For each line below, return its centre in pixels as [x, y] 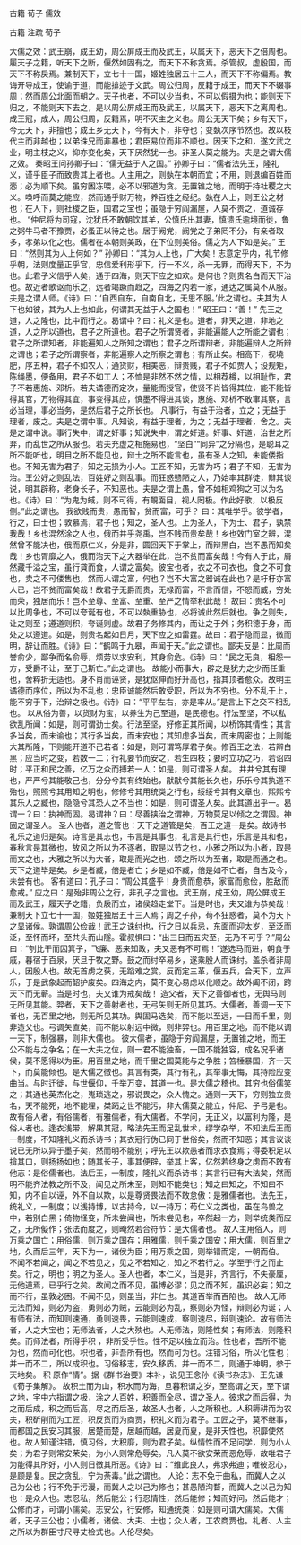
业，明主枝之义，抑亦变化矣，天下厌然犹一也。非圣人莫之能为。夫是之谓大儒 [150, 152]
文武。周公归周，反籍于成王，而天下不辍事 [213, 85]
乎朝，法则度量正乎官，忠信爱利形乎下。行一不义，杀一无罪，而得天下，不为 [150, 264]
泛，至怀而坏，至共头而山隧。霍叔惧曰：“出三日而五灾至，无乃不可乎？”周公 [150, 937]
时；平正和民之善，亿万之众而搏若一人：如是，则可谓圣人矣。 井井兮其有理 [148, 769]
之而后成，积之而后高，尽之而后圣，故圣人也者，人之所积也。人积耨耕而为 [146, 1408]
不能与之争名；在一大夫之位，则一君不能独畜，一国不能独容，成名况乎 [146, 1049]
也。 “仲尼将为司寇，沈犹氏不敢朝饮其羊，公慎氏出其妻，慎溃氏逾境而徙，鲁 [150, 219]
